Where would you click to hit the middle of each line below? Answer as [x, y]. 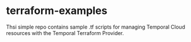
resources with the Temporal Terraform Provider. [65, 33]
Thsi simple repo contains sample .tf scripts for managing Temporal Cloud [95, 27]
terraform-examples [57, 11]
